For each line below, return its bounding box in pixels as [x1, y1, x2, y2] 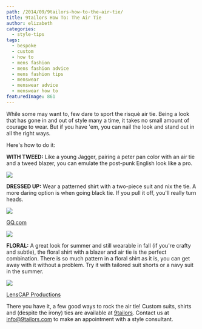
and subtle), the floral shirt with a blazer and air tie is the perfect [6, 248, 167, 256]
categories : [6, 25, 36, 32]
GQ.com [6, 219, 27, 226]
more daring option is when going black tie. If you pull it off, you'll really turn [6, 189, 197, 196]
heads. [6, 195, 24, 203]
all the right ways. [6, 129, 51, 137]
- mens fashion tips [12, 71, 64, 77]
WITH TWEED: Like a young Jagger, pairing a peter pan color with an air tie [6, 153, 195, 160]
